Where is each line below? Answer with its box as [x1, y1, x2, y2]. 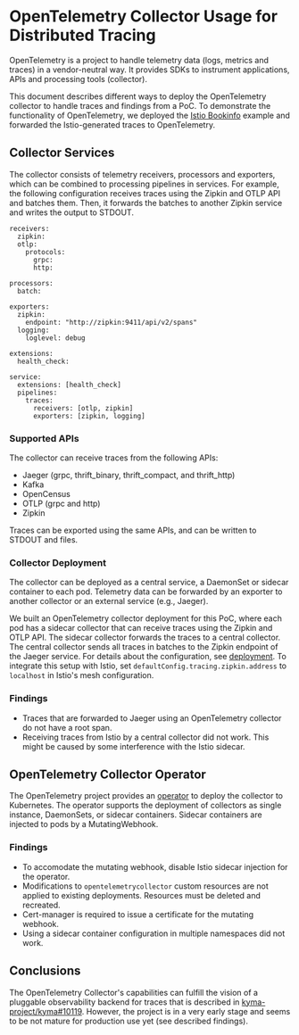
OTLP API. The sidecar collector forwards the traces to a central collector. [9, 632, 281, 643]
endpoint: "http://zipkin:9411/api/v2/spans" [25, 318, 198, 327]
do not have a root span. [21, 722, 112, 733]
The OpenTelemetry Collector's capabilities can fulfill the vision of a [9, 987, 259, 998]
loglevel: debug [25, 333, 87, 343]
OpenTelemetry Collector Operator [9, 767, 207, 782]
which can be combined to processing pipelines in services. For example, [9, 178, 279, 189]
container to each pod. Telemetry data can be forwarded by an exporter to [9, 586, 283, 597]
